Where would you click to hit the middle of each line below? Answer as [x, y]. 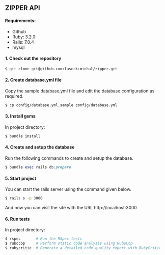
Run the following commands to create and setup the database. [69, 158]
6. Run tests [18, 219]
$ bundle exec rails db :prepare [38, 167]
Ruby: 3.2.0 [24, 37]
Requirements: [20, 20]
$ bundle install [23, 136]
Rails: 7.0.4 [23, 42]
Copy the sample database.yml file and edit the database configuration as [80, 91]
